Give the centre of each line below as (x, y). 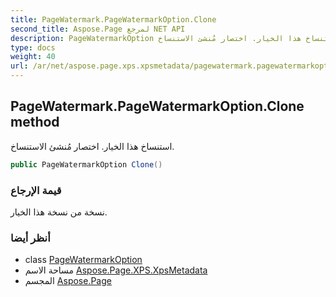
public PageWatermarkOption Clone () (86, 164)
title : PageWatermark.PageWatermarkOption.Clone (113, 19)
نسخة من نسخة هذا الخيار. (59, 212)
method (35, 122)
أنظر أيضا (30, 238)
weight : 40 (33, 57)
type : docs (33, 47)
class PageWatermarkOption (83, 260)
